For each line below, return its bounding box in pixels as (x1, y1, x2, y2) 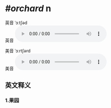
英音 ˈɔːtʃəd (5, 20, 28, 25)
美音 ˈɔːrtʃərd (5, 47, 31, 54)
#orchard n (5, 3, 51, 14)
